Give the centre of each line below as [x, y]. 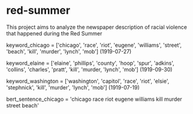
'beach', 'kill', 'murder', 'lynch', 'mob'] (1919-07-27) [69, 51]
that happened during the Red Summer [54, 33]
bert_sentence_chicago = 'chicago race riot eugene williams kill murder [94, 99]
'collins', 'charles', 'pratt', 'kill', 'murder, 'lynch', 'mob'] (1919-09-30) [89, 69]
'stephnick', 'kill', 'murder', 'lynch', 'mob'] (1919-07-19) [73, 87]
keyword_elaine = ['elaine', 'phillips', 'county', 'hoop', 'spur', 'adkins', [91, 63]
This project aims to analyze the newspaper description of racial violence [97, 27]
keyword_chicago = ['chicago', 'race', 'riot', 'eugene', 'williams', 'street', [94, 45]
